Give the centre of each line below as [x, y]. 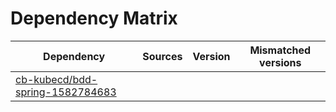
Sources [162, 56]
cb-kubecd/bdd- [56, 79]
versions [280, 62]
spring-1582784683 [66, 92]
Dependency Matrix [94, 18]
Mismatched [280, 50]
